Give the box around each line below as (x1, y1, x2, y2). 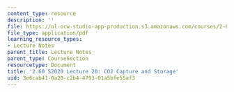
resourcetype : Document (7, 62, 77, 68)
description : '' (7, 17, 54, 24)
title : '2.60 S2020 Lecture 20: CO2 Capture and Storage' (7, 68, 179, 75)
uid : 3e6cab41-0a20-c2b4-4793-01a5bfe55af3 (7, 74, 136, 82)
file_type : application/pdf (7, 29, 89, 37)
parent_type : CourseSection (7, 55, 89, 62)
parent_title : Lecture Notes (7, 49, 92, 56)
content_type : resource (7, 10, 77, 17)
